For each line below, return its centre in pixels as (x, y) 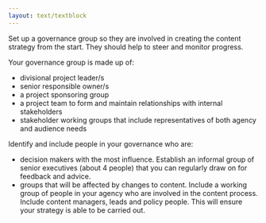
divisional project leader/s (62, 77)
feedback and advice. (55, 176)
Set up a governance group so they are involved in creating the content (125, 38)
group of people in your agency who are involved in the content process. (139, 193)
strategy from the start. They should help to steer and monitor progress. (126, 47)
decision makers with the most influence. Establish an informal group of (137, 159)
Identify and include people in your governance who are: (101, 143)
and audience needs (53, 128)
